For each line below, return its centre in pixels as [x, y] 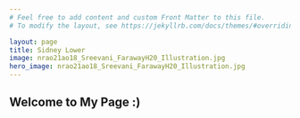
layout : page [33, 42]
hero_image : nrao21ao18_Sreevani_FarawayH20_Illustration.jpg [127, 67]
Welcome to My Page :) [75, 102]
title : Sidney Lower [48, 50]
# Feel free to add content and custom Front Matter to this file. [137, 17]
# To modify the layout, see [63, 26]
